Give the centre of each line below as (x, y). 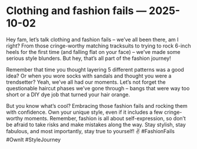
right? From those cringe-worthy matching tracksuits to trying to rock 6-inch (98, 46)
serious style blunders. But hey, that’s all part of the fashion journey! (89, 58)
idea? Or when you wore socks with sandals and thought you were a (89, 76)
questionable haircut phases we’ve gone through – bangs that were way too (98, 88)
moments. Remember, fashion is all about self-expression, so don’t (105, 118)
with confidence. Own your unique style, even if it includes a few (85, 112)
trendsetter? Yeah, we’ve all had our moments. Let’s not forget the (86, 82)
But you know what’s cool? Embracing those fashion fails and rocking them (97, 106)
